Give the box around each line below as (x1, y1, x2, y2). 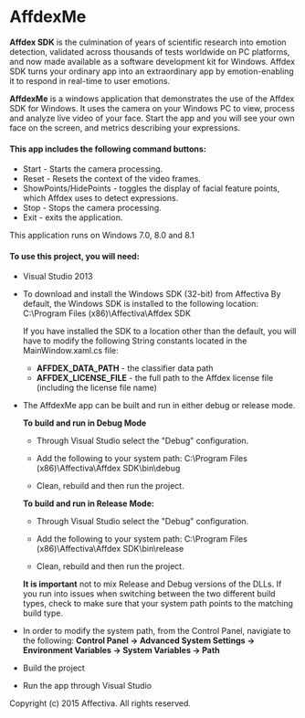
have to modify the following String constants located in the (22, 335, 247, 346)
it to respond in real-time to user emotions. (9, 75, 171, 86)
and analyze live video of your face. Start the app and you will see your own (9, 112, 295, 123)
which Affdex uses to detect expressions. (22, 193, 179, 204)
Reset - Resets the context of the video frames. (22, 174, 201, 185)
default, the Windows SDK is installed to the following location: (22, 299, 258, 310)
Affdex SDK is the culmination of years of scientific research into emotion (9, 37, 287, 48)
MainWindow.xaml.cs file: (22, 345, 119, 356)
